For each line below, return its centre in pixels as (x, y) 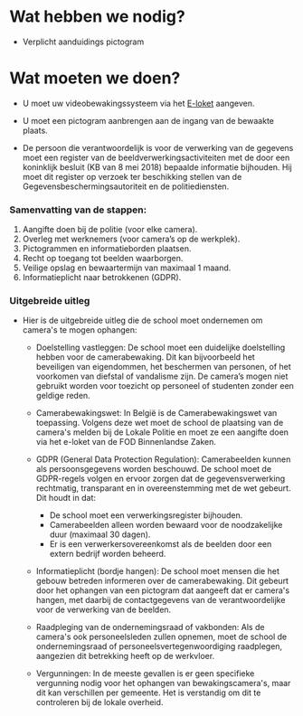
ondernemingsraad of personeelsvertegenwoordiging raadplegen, (159, 646)
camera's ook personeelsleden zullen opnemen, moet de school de (161, 637)
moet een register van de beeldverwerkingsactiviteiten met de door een (156, 157)
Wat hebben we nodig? (97, 17)
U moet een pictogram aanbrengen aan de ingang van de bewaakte (148, 120)
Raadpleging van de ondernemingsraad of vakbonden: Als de (150, 627)
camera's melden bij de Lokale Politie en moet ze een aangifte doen (162, 432)
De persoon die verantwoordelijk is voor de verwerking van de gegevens (158, 147)
